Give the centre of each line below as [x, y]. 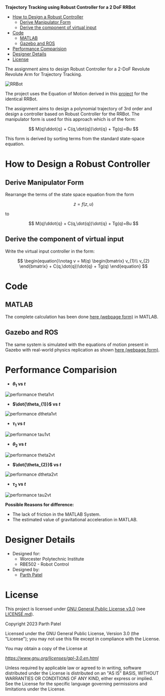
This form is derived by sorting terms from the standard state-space [75, 139]
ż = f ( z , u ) [83, 204]
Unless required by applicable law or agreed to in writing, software [73, 668]
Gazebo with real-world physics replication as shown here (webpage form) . [82, 349]
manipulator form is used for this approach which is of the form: [70, 119]
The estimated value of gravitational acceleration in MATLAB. [75, 519]
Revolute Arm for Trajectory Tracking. [44, 74]
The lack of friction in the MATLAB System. [56, 514]
